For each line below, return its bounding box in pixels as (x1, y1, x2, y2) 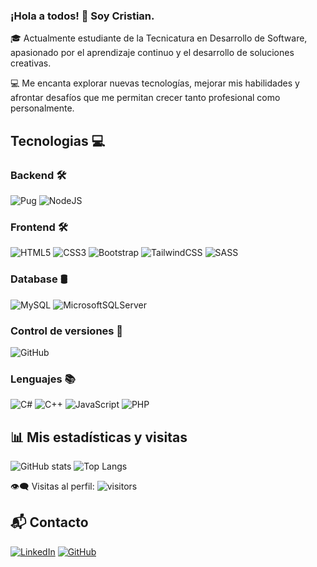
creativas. (10, 57, 52, 69)
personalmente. (10, 102, 75, 114)
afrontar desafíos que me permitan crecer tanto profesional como (10, 92, 281, 104)
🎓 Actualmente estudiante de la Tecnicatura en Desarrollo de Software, (10, 32, 308, 44)
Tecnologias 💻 (10, 132, 106, 149)
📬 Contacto (10, 514, 89, 531)
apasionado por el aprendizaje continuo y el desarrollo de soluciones (10, 47, 295, 59)
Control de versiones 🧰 (10, 324, 124, 338)
